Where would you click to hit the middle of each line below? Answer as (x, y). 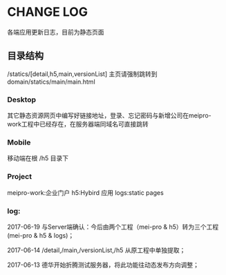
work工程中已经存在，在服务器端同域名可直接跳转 (78, 124)
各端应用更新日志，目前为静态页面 (56, 32)
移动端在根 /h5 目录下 (38, 158)
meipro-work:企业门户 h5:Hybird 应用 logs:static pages (85, 192)
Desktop (22, 99)
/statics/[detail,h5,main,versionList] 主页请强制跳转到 (82, 74)
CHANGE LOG (48, 12)
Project (20, 177)
